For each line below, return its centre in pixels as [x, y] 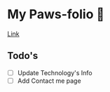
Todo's [23, 56]
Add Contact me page [49, 81]
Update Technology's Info [55, 72]
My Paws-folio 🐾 [56, 14]
